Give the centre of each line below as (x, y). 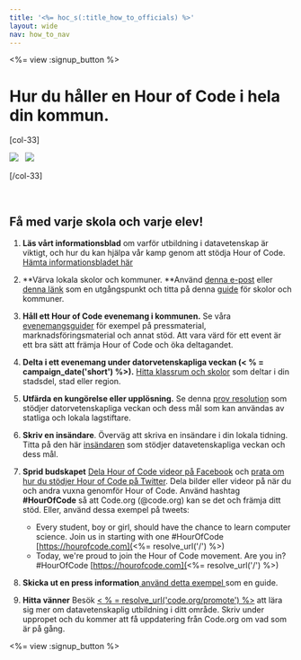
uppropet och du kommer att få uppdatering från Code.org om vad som (155, 620)
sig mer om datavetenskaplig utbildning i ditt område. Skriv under (143, 610)
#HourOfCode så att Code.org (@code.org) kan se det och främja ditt (151, 500)
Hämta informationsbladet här (77, 262)
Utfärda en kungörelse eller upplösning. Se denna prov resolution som (155, 399)
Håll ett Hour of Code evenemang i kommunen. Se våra (127, 316)
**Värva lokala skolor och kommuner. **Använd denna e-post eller (147, 280)
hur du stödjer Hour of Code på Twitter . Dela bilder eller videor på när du (157, 481)
